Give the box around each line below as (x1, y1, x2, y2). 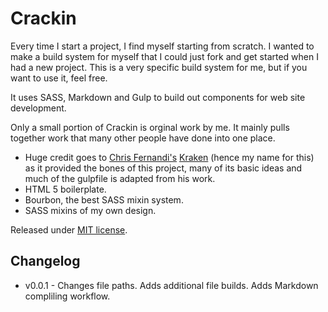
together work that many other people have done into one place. (10, 132, 276, 144)
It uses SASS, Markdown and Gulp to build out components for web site (10, 91, 306, 103)
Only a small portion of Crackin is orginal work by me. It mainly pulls (10, 121, 290, 133)
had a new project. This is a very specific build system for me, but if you (10, 61, 308, 73)
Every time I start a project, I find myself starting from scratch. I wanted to (10, 40, 315, 52)
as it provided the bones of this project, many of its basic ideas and (24, 162, 303, 174)
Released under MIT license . (10, 223, 128, 236)
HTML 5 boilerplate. (24, 183, 107, 195)
